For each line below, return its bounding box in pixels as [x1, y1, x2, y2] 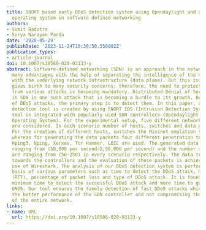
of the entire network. [12, 197, 72, 203]
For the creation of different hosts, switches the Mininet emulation [12, 129, 196, 135]
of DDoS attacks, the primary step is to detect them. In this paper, [12, 100, 196, 106]
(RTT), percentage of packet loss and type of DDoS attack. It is [12, 174, 185, 181]
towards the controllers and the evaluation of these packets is [12, 157, 183, 163]
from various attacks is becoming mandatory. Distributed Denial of [12, 89, 191, 95]
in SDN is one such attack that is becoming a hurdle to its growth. [12, 94, 193, 101]
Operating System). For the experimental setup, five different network [12, 117, 202, 123]
